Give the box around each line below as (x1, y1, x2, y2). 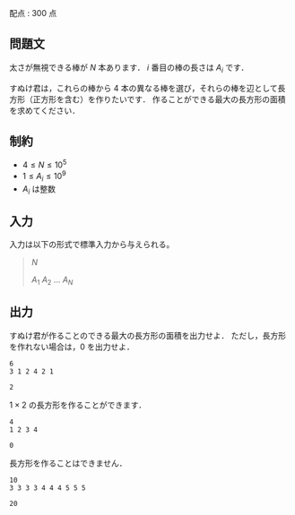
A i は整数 (22, 183, 56, 196)
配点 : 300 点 (9, 8, 57, 18)
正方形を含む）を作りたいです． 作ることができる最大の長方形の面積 (32, 93, 286, 105)
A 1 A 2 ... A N (30, 274, 74, 287)
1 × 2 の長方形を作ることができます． (9, 399, 146, 410)
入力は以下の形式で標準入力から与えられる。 (9, 239, 175, 250)
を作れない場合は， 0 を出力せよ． (9, 341, 134, 352)
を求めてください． (9, 105, 81, 116)
